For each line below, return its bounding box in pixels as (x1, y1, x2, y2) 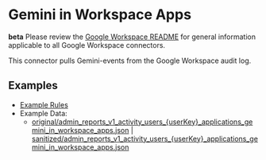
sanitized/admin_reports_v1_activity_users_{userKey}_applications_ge (31, 134, 258, 143)
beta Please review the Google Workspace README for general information (8, 32, 256, 41)
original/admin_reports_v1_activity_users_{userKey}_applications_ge (31, 117, 253, 127)
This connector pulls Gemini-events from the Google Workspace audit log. (8, 56, 252, 65)
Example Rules (19, 100, 69, 109)
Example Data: (19, 108, 67, 118)
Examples (8, 79, 58, 92)
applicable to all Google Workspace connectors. (8, 40, 165, 49)
